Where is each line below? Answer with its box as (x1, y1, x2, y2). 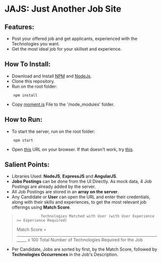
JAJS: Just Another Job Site (4, 3, 121, 15)
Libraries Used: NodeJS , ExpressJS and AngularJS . (11, 173, 118, 179)
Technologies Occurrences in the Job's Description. (11, 252, 119, 258)
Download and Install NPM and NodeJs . (11, 73, 92, 79)
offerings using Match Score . (11, 205, 71, 210)
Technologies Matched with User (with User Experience (40, 214, 155, 219)
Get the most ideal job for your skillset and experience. (11, 46, 122, 52)
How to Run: (4, 115, 42, 124)
